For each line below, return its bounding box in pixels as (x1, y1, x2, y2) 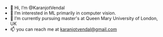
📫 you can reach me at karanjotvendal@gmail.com (10, 26, 117, 32)
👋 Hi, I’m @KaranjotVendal (10, 5, 65, 10)
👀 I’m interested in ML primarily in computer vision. (10, 10, 116, 16)
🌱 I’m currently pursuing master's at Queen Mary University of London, (10, 15, 158, 21)
